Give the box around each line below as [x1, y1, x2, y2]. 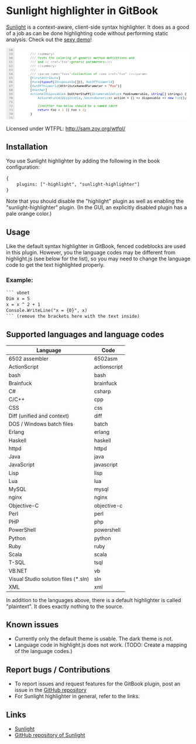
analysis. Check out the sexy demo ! [6, 36, 92, 43]
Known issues [6, 620, 59, 630]
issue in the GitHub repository [14, 687, 87, 694]
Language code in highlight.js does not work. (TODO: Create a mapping [14, 641, 187, 648]
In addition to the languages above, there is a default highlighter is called [6, 596, 181, 603]
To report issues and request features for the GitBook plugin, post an [14, 680, 181, 687]
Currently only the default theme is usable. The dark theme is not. [14, 635, 174, 643]
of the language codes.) [14, 648, 73, 655]
